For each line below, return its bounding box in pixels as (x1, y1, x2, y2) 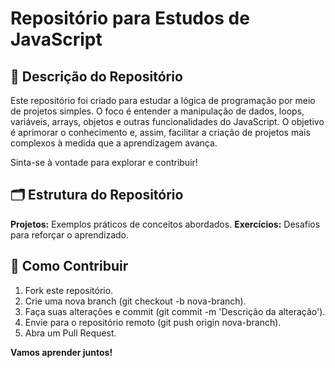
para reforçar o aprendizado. (10, 228, 130, 241)
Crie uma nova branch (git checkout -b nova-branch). (24, 295, 247, 307)
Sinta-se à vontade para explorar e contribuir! (10, 157, 198, 168)
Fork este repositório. (24, 284, 114, 296)
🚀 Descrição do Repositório (10, 68, 183, 85)
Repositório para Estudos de (10, 7, 250, 30)
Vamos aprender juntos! (10, 346, 113, 358)
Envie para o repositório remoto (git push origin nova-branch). (24, 316, 282, 328)
